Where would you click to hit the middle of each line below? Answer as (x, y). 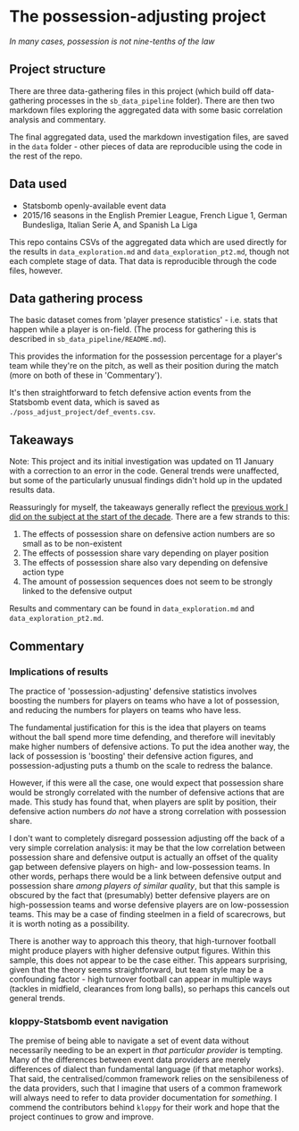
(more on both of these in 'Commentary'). (86, 375)
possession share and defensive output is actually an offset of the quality (144, 857)
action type (43, 572)
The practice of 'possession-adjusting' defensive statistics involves (133, 691)
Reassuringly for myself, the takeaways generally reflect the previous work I (149, 507)
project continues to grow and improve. (82, 1117)
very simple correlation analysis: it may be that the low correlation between (147, 847)
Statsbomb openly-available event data (94, 205)
